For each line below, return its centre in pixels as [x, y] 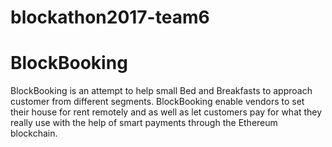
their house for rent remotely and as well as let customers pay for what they [166, 112]
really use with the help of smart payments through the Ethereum [144, 123]
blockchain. [34, 133]
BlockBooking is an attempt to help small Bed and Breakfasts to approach [161, 91]
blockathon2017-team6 [110, 17]
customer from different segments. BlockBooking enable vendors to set [157, 102]
